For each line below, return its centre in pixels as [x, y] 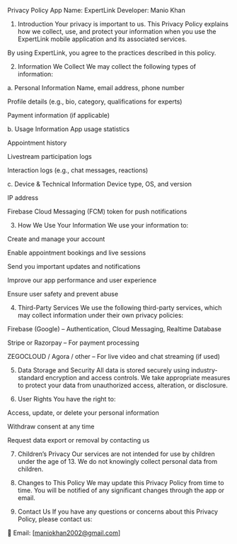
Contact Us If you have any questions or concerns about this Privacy [117, 511]
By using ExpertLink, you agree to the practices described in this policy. [112, 53]
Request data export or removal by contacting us [79, 440]
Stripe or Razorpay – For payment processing [73, 343]
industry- [204, 370]
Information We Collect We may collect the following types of [107, 66]
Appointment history [37, 143]
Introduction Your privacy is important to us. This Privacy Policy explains [123, 24]
